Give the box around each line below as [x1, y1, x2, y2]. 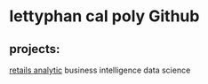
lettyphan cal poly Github [9, 6, 200, 27]
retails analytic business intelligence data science [9, 65, 191, 75]
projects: [9, 42, 60, 57]
